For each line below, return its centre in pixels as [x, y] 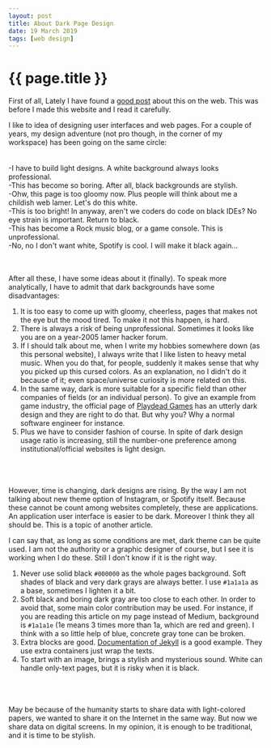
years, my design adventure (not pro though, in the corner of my [116, 134]
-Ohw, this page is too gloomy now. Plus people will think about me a [123, 194]
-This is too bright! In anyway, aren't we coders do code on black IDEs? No [133, 211]
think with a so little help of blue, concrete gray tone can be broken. [133, 634]
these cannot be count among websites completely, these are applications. [133, 508]
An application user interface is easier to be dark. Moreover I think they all [131, 516]
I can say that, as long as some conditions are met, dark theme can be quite [135, 541]
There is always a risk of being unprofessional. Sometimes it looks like [137, 329]
